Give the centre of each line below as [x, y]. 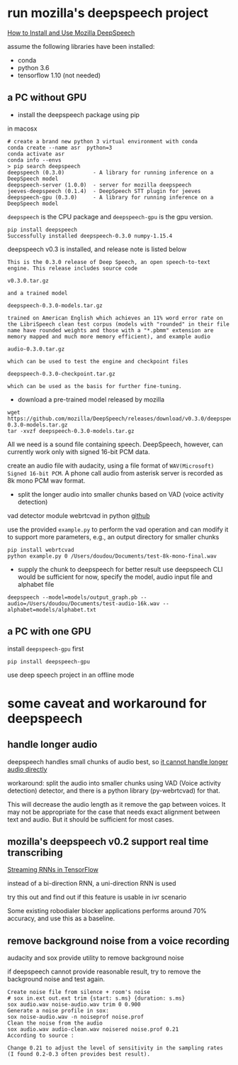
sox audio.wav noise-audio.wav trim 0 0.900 [74, 1005]
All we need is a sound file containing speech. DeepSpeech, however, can [115, 444]
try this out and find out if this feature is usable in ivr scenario [97, 897]
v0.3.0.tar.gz [28, 281]
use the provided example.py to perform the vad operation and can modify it [118, 529]
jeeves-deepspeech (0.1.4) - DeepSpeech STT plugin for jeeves [104, 191]
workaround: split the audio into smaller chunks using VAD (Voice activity [114, 783]
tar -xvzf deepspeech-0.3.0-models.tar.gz [71, 431]
